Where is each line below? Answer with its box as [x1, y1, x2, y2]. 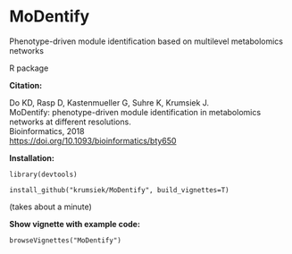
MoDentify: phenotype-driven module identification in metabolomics [9, 106, 262, 117]
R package [9, 63, 49, 73]
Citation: [9, 80, 43, 90]
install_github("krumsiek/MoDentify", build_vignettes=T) [9, 185, 229, 194]
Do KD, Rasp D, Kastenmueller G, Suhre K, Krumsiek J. [9, 97, 210, 108]
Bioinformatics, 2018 [9, 125, 85, 136]
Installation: [9, 152, 55, 163]
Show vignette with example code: [9, 218, 141, 229]
